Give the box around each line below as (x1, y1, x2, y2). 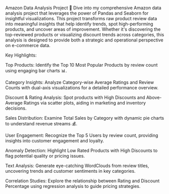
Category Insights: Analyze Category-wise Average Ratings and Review (5, 79, 154, 85)
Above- (146, 94, 162, 101)
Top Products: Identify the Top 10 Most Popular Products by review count (5, 62, 158, 68)
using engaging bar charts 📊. (5, 68, 67, 73)
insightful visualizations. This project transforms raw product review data (5, 16, 157, 21)
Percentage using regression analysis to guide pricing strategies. (5, 183, 141, 189)
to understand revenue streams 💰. (5, 121, 77, 126)
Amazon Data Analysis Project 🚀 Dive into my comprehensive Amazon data (5, 5, 162, 11)
